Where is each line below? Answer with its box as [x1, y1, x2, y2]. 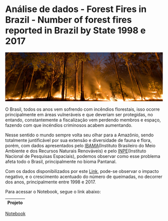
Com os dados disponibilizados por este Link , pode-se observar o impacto [5, 168, 159, 174]
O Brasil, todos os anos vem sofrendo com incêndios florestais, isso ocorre [5, 106, 160, 112]
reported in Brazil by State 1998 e [5, 25, 146, 36]
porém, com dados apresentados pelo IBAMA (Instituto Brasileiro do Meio [5, 142, 156, 148]
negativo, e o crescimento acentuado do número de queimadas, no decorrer [5, 173, 162, 179]
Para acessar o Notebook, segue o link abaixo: [5, 188, 101, 194]
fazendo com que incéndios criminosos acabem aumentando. [5, 122, 132, 128]
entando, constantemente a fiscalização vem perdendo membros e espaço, [5, 117, 161, 123]
